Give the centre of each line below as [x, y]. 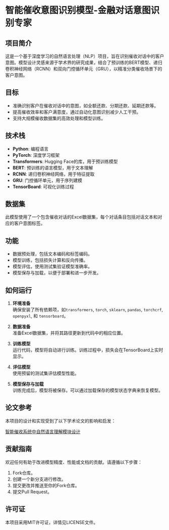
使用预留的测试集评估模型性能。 [46, 373]
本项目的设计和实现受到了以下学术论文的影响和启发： [61, 421]
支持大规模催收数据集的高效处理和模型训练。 [59, 118]
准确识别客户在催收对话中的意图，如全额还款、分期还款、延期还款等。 [86, 105]
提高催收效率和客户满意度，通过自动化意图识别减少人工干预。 [77, 112]
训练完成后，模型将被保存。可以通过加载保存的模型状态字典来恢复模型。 [88, 390]
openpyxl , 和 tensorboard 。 [40, 316]
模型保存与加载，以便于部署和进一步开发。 [57, 273]
